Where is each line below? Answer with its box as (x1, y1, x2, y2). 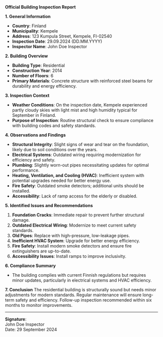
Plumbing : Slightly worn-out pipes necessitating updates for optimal (12, 162, 149, 168)
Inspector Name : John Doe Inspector (12, 44, 87, 49)
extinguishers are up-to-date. (12, 248, 71, 254)
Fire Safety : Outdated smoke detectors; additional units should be (12, 183, 144, 189)
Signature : (5, 316, 27, 322)
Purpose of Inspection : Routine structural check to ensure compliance (12, 118, 154, 123)
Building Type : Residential (12, 63, 65, 68)
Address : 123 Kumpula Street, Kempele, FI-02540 (12, 34, 113, 39)
